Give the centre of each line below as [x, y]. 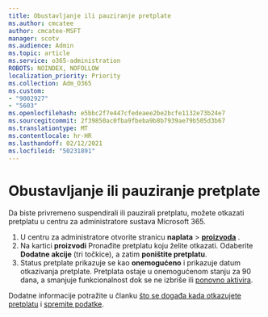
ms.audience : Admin [41, 46]
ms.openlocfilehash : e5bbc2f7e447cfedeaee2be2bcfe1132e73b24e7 [117, 114]
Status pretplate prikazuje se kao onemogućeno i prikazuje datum [130, 263]
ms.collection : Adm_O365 [50, 83]
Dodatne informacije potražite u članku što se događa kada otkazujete [125, 296]
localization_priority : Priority [65, 76]
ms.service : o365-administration [65, 61]
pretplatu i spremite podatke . [57, 304]
